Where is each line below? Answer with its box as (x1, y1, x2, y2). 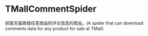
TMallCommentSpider (5, 3, 97, 15)
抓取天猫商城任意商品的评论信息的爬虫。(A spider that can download (5, 20, 144, 26)
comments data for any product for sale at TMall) (5, 25, 104, 31)
